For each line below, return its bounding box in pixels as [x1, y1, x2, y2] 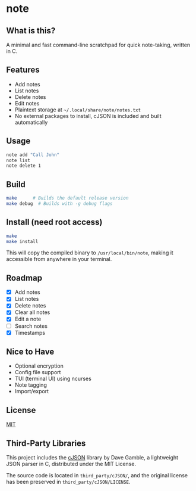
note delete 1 [6, 163, 42, 169]
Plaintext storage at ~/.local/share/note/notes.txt [14, 106, 141, 113]
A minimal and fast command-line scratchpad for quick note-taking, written [6, 41, 191, 48]
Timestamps [14, 329, 46, 336]
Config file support [14, 369, 61, 376]
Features [6, 65, 40, 75]
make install [6, 238, 39, 244]
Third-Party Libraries [6, 438, 86, 448]
